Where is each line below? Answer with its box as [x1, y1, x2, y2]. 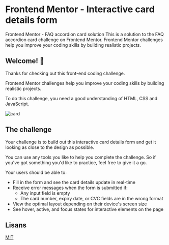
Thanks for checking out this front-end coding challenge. [5, 70, 125, 76]
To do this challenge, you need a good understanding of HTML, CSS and [5, 95, 158, 101]
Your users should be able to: [5, 169, 67, 175]
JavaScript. [5, 101, 30, 107]
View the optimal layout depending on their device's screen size [12, 201, 147, 207]
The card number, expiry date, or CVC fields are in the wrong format [20, 195, 164, 201]
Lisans [5, 221, 27, 229]
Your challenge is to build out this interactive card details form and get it [5, 139, 156, 145]
